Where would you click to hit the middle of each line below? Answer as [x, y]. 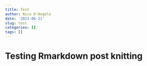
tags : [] [14, 32]
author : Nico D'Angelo [28, 14]
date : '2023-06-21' [25, 18]
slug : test [16, 23]
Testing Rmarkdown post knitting [74, 56]
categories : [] [21, 28]
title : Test [17, 9]
